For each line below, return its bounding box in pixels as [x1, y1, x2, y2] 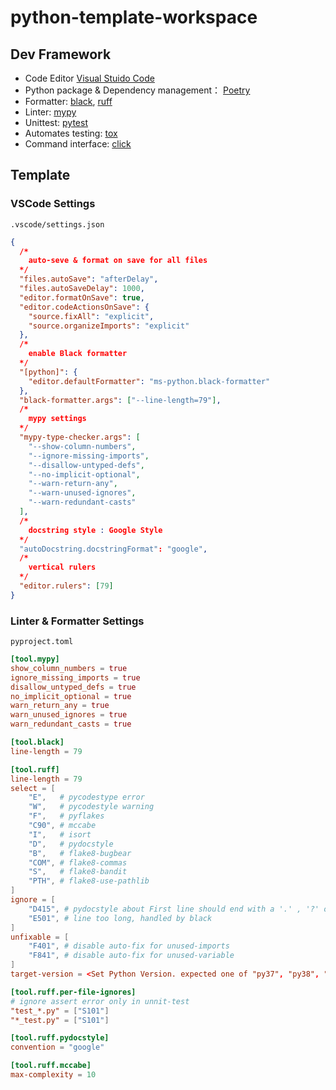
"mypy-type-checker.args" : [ [19, 432, 141, 443]
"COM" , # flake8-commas [28, 857, 128, 868]
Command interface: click [24, 138, 132, 150]
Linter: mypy [24, 106, 77, 118]
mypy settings [28, 414, 87, 424]
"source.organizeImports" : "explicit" [28, 321, 190, 331]
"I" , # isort [28, 829, 92, 840]
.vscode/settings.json [10, 219, 105, 230]
